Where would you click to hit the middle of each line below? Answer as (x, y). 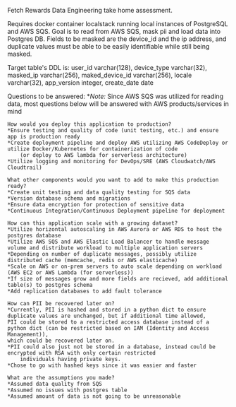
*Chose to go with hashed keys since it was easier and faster (102, 365)
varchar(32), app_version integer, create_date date (80, 83)
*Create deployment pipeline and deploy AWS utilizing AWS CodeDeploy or (118, 143)
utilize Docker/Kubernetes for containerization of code (93, 149)
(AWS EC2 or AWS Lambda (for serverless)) (70, 273)
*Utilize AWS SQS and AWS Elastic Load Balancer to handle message (108, 242)
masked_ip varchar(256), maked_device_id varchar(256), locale (100, 75)
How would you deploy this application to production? (89, 124)
